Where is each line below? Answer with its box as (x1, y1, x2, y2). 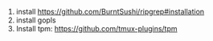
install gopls (15, 15, 56, 25)
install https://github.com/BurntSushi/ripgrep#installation (15, 7, 205, 16)
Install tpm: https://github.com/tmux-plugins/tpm (15, 24, 178, 33)
